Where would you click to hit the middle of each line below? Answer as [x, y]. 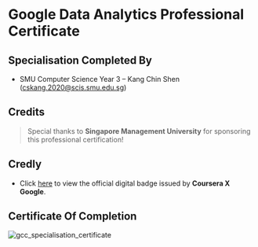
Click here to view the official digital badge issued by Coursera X [125, 183]
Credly [25, 164]
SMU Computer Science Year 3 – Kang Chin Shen [100, 79]
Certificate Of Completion [73, 217]
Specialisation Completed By [80, 60]
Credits [27, 112]
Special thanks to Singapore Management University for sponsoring [139, 131]
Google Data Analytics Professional [126, 15]
